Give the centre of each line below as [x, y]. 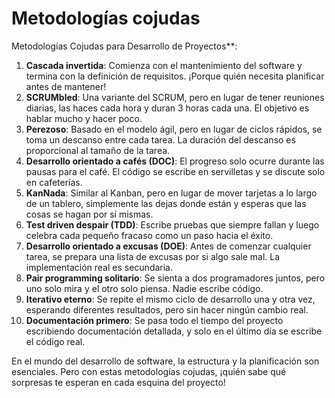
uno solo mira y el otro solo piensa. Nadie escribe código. [144, 288]
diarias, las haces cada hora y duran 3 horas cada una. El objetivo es [167, 108]
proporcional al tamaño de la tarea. [98, 150]
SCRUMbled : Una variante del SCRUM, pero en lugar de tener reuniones [175, 97]
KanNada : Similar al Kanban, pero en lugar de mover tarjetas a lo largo [171, 193]
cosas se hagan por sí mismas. [89, 214]
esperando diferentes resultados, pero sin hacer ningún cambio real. [167, 309]
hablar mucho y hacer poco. [84, 118]
